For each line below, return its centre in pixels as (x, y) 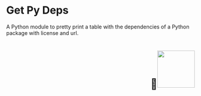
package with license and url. (42, 33)
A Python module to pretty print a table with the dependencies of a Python (98, 27)
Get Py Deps (37, 10)
